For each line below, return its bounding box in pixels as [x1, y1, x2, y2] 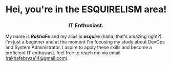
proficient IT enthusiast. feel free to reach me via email [5, 50, 121, 56]
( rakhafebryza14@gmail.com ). [5, 55, 69, 61]
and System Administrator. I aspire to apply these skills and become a [5, 45, 152, 51]
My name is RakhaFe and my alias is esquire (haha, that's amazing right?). [5, 33, 163, 39]
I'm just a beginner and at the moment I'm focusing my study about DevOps [5, 39, 165, 45]
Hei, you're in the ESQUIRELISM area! [5, 4, 167, 15]
